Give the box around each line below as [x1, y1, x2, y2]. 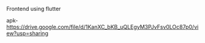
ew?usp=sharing [6, 30, 49, 37]
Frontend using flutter [6, 5, 61, 12]
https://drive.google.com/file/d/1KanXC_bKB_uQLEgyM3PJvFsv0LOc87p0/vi [6, 24, 199, 30]
